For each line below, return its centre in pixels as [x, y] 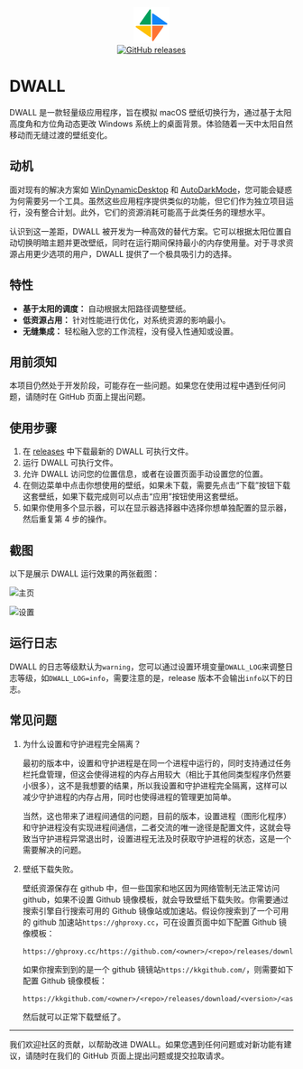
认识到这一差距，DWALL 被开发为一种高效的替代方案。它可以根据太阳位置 [147, 231]
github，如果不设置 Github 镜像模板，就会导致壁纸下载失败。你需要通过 [155, 899]
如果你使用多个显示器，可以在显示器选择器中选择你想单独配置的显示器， [156, 508]
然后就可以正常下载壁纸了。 [74, 1017]
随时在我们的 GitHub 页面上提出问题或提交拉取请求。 [131, 1055]
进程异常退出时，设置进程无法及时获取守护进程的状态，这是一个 [172, 838]
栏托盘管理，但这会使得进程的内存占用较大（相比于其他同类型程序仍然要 [156, 774]
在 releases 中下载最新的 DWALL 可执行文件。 [108, 452]
